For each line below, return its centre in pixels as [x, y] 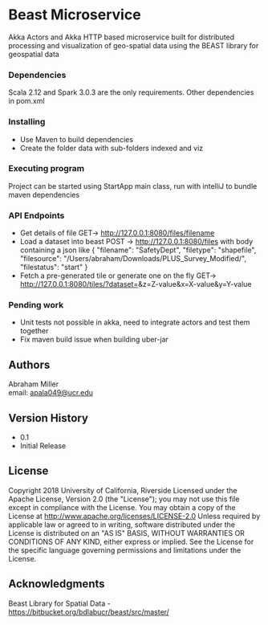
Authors [29, 364]
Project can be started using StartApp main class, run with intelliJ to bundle [133, 186]
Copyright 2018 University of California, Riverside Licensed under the [123, 490]
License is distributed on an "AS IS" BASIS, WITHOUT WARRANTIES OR [126, 533]
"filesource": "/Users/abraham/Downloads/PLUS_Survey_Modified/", [133, 259]
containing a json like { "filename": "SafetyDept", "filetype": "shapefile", [138, 250]
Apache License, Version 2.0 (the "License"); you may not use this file [124, 499]
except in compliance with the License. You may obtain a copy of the [122, 507]
